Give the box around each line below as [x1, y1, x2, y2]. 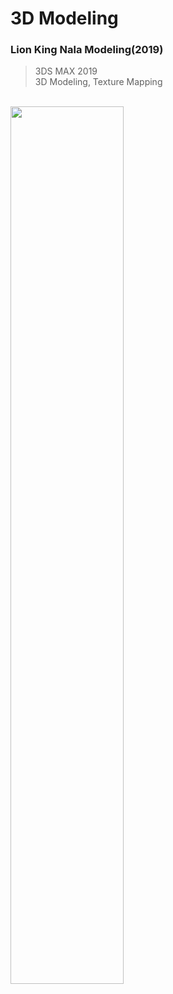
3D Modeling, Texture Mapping [34, 76, 163, 88]
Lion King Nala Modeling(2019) [10, 43, 164, 57]
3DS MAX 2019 [34, 65, 98, 77]
